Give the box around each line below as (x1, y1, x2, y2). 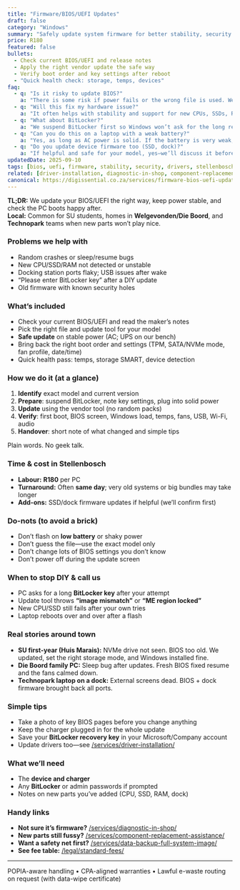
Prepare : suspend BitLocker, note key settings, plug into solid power (17, 397, 219, 406)
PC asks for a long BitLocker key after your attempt (17, 589, 170, 597)
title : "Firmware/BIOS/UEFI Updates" (7, 10, 120, 18)
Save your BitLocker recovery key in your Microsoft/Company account (17, 733, 227, 741)
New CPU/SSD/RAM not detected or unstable (17, 260, 151, 269)
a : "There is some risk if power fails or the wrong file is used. (20, 97, 225, 104)
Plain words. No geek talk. (7, 441, 84, 450)
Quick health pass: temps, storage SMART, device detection (17, 355, 195, 364)
